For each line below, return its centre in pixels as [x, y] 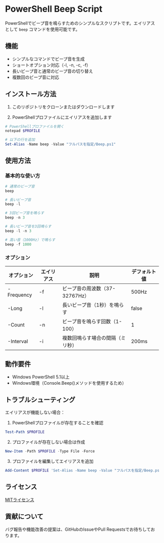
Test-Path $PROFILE [25, 432]
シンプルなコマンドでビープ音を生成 [48, 59]
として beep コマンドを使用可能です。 [42, 29]
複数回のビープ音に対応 [36, 77]
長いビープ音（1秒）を [88, 305]
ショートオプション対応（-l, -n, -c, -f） [51, 65]
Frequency [20, 295]
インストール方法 [31, 94]
